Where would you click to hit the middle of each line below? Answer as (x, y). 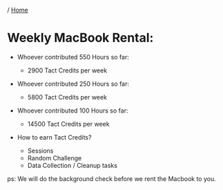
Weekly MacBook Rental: (80, 38)
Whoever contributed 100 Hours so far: (72, 111)
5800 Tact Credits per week (67, 97)
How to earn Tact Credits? (54, 137)
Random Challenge (55, 158)
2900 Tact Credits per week (67, 70)
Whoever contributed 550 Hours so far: (73, 57)
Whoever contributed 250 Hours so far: (73, 84)
